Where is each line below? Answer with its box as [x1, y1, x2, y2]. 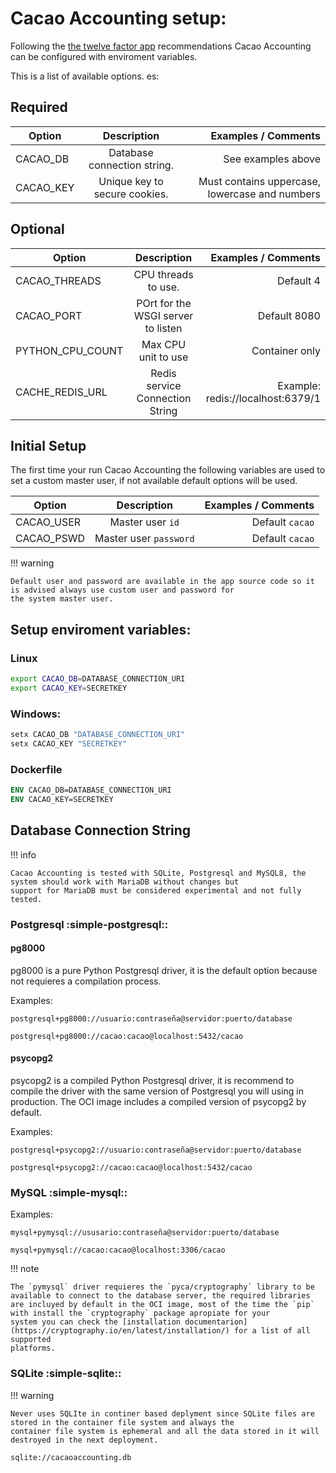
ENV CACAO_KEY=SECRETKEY [10, 795, 114, 805]
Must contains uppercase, [198, 174, 321, 188]
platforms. [10, 1343, 56, 1354]
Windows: [10, 707, 62, 721]
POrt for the [136, 296, 192, 310]
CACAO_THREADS [15, 273, 102, 287]
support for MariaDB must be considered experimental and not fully [10, 885, 302, 896]
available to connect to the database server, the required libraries [10, 1291, 311, 1301]
